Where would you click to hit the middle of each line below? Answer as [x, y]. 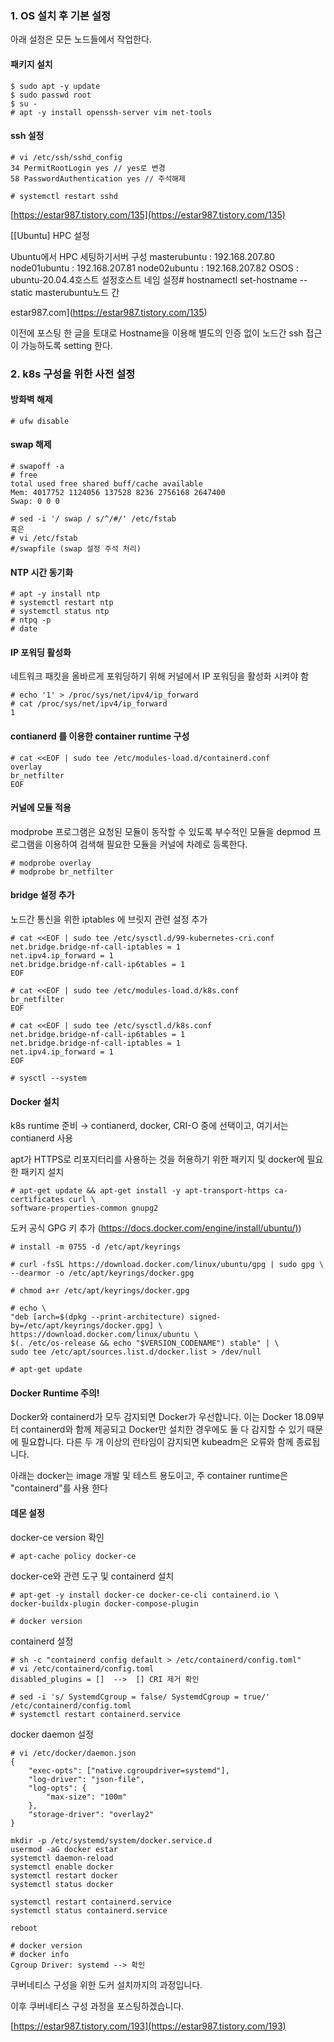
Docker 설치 [35, 1101]
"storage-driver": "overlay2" [91, 1814]
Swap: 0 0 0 [35, 502]
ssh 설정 [27, 136]
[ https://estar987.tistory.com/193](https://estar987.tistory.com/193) [148, 2026]
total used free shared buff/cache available [106, 484]
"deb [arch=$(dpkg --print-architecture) [98, 1317]
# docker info [40, 1954]
